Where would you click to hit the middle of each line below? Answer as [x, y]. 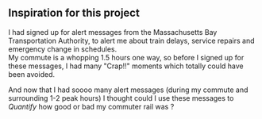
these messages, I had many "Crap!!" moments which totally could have [126, 66]
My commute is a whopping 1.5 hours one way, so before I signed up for [126, 57]
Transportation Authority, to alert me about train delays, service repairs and [132, 40]
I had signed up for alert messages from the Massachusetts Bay [113, 32]
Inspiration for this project [74, 13]
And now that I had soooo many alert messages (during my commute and [128, 90]
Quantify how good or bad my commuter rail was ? [91, 106]
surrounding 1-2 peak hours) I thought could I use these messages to [121, 98]
